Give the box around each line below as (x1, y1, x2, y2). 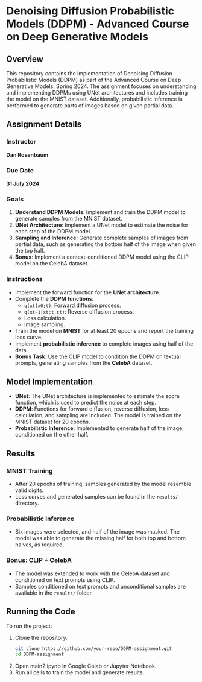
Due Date (6, 166, 34, 174)
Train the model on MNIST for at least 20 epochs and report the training (14, 327, 194, 334)
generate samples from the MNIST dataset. (14, 215, 122, 223)
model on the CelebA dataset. (14, 260, 89, 267)
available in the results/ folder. (14, 589, 93, 596)
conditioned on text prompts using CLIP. (14, 576, 115, 583)
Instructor (6, 137, 36, 146)
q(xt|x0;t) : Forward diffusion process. (24, 302, 121, 309)
